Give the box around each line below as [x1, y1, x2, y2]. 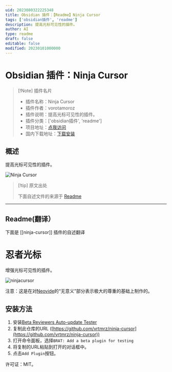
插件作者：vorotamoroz [25, 105, 75, 111]
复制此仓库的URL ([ [12, 325, 54, 331]
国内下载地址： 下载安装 [25, 131, 75, 137]
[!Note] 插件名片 [17, 87, 52, 94]
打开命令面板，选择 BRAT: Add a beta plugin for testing [12, 337, 134, 343]
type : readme [5, 31, 33, 36]
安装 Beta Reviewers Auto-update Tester [12, 319, 97, 325]
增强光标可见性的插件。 [5, 267, 55, 273]
